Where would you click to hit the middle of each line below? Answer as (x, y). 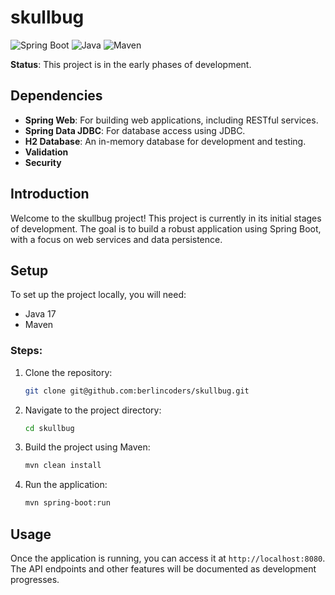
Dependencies (56, 96)
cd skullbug (49, 428)
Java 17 (40, 314)
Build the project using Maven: (87, 447)
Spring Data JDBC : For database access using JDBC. (135, 130)
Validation (46, 152)
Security (43, 162)
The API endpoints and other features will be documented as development (163, 568)
